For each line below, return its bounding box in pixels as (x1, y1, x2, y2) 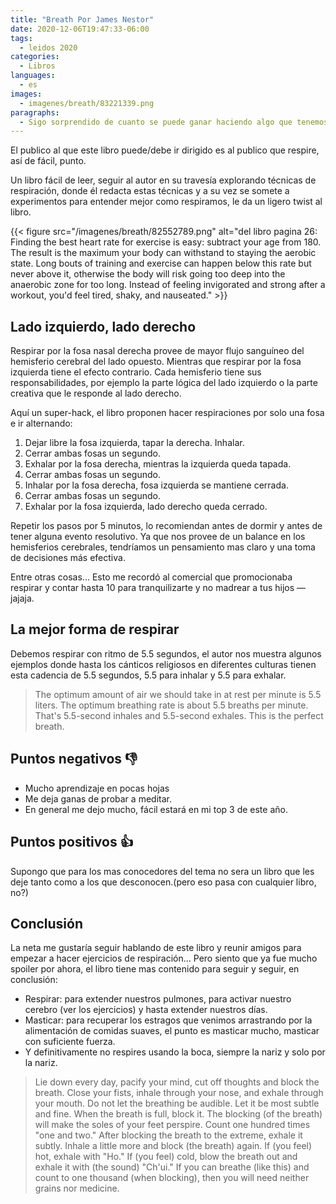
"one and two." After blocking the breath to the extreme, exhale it (34, 1129, 303, 1141)
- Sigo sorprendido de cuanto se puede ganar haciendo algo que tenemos (19, 117, 329, 127)
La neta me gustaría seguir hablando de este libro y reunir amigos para (10, 942, 302, 954)
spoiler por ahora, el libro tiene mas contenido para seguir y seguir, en (10, 963, 300, 975)
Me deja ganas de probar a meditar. (24, 792, 172, 805)
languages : (10, 71, 56, 81)
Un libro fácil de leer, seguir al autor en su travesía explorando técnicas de (10, 174, 317, 186)
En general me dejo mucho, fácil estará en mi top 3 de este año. (24, 803, 288, 815)
